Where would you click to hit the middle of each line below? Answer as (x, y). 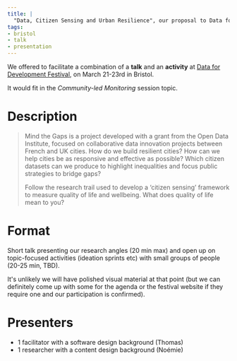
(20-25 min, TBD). (34, 265)
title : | (20, 14)
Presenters (41, 323)
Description (42, 117)
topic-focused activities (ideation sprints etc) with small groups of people (114, 258)
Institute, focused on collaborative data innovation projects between (123, 143)
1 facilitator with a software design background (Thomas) (100, 342)
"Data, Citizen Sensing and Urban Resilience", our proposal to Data (118, 20)
